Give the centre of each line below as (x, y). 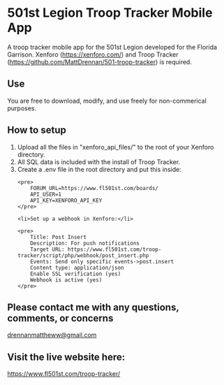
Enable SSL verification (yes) (76, 274)
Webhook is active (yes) (66, 280)
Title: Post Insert (59, 237)
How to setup (37, 130)
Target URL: (47, 249)
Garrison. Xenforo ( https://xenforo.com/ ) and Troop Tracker (93, 55)
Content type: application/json (77, 268)
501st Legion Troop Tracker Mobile (110, 13)
